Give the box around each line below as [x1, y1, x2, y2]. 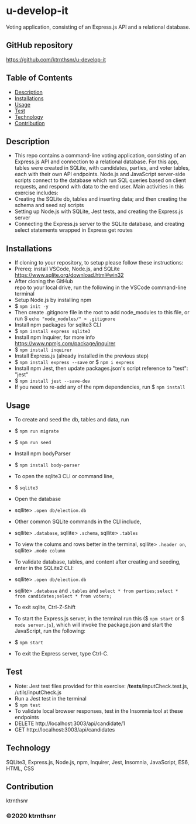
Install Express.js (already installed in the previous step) [14, 352, 149, 359]
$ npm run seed [14, 439, 51, 445]
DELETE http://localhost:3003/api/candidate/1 [14, 720, 125, 727]
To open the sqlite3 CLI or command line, [14, 473, 114, 479]
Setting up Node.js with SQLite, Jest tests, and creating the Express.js [14, 208, 183, 215]
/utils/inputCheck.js [14, 689, 62, 696]
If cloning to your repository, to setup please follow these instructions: [14, 259, 184, 266]
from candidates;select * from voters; [14, 593, 112, 599]
